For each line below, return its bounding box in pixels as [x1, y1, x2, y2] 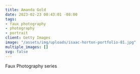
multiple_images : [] [5, 44, 49, 49]
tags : [5, 16, 17, 21]
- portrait [5, 30, 28, 35]
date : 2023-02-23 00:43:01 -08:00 [5, 12, 78, 17]
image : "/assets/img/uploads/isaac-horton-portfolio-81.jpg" [5, 40, 136, 45]
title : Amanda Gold [5, 7, 46, 12]
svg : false [5, 49, 28, 54]
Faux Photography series [5, 63, 57, 69]
